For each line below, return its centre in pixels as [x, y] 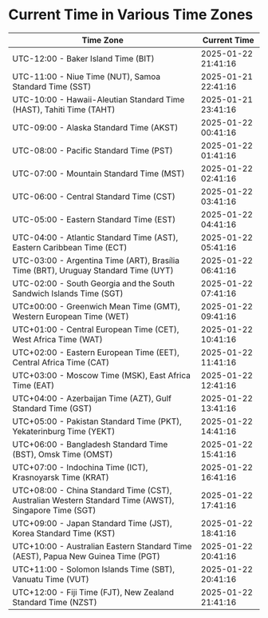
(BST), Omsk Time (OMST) [63, 454]
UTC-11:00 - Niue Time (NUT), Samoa [87, 76]
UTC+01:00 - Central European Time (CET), [96, 329]
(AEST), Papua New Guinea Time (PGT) [87, 556]
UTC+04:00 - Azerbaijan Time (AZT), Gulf [92, 398]
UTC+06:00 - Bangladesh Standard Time [90, 444]
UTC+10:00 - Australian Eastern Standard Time [102, 546]
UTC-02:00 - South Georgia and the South [94, 283]
